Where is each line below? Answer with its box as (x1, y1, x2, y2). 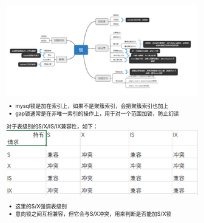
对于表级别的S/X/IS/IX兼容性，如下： (6, 122, 98, 130)
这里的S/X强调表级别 (15, 202, 67, 210)
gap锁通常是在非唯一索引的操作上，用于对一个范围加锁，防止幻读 (15, 110, 179, 117)
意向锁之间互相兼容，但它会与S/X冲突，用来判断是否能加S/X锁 (15, 210, 172, 218)
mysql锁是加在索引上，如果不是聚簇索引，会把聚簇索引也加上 (15, 102, 169, 109)
